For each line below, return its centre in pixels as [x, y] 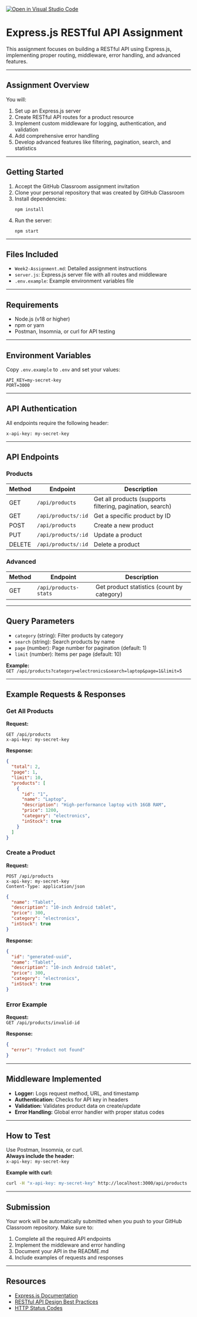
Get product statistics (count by [139, 587]
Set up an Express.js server [47, 111]
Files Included [32, 254]
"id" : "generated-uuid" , [42, 957]
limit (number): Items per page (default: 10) [68, 654]
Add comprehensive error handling [57, 135]
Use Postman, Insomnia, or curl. [45, 1150]
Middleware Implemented [54, 1079]
